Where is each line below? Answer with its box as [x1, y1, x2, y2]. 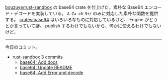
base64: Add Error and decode [19, 70, 83, 76]
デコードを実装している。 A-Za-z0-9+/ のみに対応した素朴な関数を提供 [13, 10, 159, 16]
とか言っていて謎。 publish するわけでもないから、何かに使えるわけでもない [5, 23, 162, 29]
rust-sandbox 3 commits [12, 54, 63, 60]
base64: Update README [19, 65, 73, 70]
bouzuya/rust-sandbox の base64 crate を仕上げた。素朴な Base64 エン [5, 4, 153, 10]
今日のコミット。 [5, 44, 40, 50]
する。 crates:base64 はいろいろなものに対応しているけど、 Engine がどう [5, 17, 158, 22]
